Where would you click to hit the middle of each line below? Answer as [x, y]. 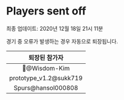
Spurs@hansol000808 [46, 87]
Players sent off [46, 11]
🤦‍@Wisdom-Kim [46, 68]
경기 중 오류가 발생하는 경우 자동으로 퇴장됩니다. [62, 41]
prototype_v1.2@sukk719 [46, 78]
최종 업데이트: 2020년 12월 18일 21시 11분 [55, 28]
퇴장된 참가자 [46, 57]
